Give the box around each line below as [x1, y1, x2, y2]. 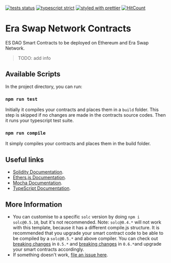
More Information [5, 200, 62, 209]
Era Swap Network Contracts [5, 23, 132, 34]
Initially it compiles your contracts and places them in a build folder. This [5, 106, 159, 113]
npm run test [5, 96, 38, 102]
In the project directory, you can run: [5, 83, 82, 90]
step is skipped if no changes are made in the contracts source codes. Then [5, 112, 166, 118]
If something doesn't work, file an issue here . [12, 251, 109, 258]
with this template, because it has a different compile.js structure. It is [12, 224, 160, 230]
